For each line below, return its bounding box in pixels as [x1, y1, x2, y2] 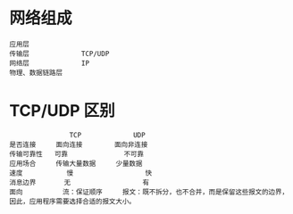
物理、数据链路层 [9, 68, 63, 77]
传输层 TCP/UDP [9, 49, 110, 58]
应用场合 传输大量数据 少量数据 [9, 159, 143, 168]
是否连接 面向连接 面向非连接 [9, 140, 148, 149]
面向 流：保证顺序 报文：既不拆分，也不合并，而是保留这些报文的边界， [9, 187, 289, 196]
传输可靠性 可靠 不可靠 [9, 149, 145, 159]
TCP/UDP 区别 [9, 101, 116, 121]
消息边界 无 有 [9, 177, 150, 187]
